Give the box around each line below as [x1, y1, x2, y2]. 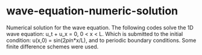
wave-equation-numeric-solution [6, 4, 178, 18]
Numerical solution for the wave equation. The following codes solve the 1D [6, 24, 194, 31]
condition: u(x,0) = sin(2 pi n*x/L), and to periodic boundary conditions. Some [6, 36, 197, 44]
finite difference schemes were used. [6, 43, 99, 50]
